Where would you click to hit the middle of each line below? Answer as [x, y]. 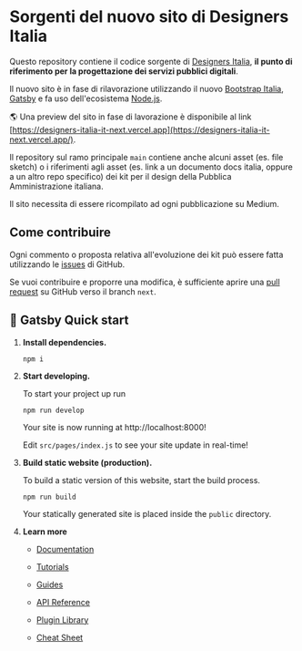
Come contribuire [60, 233]
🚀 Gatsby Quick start [69, 320]
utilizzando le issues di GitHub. [67, 264]
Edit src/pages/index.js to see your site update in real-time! [135, 445]
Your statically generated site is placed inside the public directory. [147, 513]
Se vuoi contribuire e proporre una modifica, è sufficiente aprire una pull [145, 282]
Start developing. [56, 376]
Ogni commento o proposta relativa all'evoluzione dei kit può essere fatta [146, 254]
